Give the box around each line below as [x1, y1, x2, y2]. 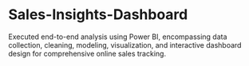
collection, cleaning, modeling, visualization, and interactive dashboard [8, 40, 242, 49]
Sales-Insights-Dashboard [8, 6, 188, 24]
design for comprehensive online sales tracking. [8, 49, 166, 58]
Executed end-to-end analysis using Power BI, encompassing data [8, 32, 227, 41]
